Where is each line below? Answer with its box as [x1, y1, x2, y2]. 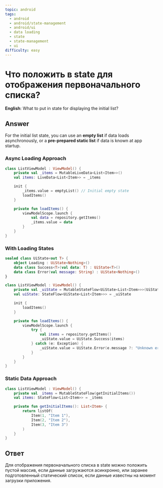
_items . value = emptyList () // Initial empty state [22, 188, 130, 194]
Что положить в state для [5, 69, 113, 80]
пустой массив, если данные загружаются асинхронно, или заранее [5, 468, 148, 473]
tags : [5, 12, 16, 17]
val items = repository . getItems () [39, 332, 112, 337]
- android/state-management [9, 20, 66, 26]
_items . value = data [31, 220, 73, 225]
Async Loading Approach [5, 155, 66, 162]
